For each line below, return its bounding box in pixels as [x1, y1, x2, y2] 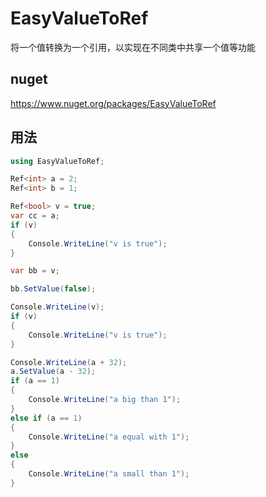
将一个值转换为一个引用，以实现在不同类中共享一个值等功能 [10, 41, 256, 53]
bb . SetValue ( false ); [10, 284, 97, 294]
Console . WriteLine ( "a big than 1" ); [28, 395, 182, 405]
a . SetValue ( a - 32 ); [10, 367, 97, 377]
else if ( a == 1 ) [10, 413, 83, 423]
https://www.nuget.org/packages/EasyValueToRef [10, 97, 217, 109]
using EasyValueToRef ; [10, 156, 105, 166]
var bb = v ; [10, 266, 60, 276]
